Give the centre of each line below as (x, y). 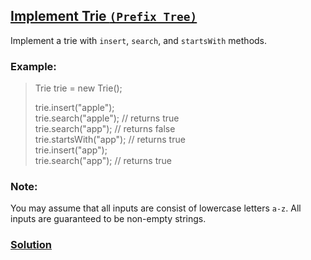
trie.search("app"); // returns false (105, 129)
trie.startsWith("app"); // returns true (110, 140)
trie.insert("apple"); (74, 108)
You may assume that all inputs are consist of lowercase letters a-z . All (156, 208)
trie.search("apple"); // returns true (107, 118)
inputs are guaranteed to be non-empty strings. (108, 219)
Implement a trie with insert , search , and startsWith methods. (139, 40)
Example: (33, 66)
